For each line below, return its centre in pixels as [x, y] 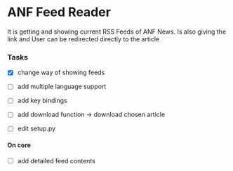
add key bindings [42, 101]
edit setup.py [36, 129]
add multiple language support [62, 87]
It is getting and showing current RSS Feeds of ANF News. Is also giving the [117, 32]
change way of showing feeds [61, 73]
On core [19, 145]
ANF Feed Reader [59, 12]
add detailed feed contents [56, 160]
